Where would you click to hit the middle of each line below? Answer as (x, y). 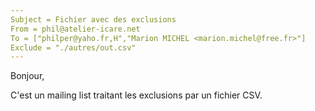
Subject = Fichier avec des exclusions (93, 19)
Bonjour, (27, 76)
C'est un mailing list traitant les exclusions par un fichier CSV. (136, 95)
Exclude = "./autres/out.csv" (73, 47)
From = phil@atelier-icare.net (75, 29)
